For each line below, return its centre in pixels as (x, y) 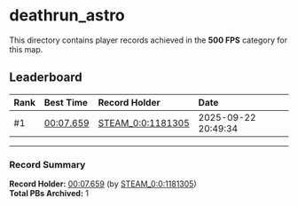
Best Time (66, 102)
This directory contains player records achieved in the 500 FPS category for (149, 40)
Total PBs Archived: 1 (49, 194)
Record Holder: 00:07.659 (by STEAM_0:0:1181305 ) (103, 184)
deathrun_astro (67, 16)
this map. (26, 49)
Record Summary (47, 164)
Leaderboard (46, 78)
